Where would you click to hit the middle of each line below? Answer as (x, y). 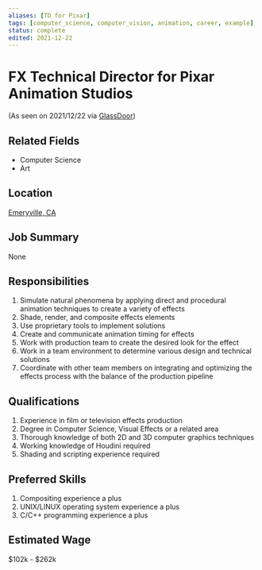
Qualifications (44, 401)
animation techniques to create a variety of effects (102, 309)
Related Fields (44, 141)
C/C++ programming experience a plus (84, 515)
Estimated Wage (50, 540)
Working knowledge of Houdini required (85, 446)
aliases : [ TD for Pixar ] (49, 15)
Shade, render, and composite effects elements (97, 318)
